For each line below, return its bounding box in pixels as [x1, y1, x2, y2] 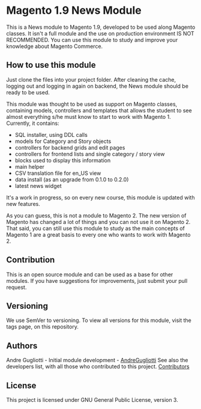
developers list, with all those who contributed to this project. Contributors [6, 363, 190, 370]
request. [6, 283, 27, 291]
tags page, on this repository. [6, 323, 79, 330]
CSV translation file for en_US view [14, 169, 101, 177]
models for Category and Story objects [14, 138, 112, 145]
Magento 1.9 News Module [6, 4, 142, 17]
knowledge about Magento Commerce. [6, 43, 103, 50]
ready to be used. [6, 88, 50, 96]
